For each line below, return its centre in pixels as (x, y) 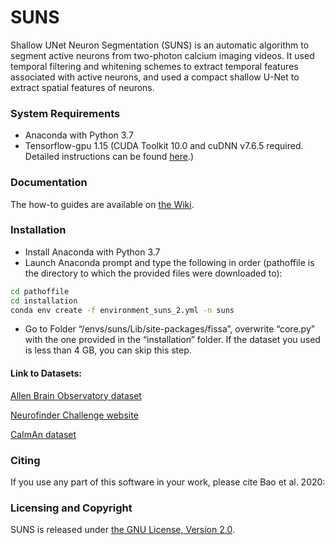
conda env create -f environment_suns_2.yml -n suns (122, 310)
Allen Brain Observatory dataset (76, 395)
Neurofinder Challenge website (74, 415)
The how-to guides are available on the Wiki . (102, 204)
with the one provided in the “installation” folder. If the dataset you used (172, 340)
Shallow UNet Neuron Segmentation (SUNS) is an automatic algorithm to (160, 45)
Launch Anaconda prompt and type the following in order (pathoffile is (169, 262)
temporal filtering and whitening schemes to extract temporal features (154, 66)
